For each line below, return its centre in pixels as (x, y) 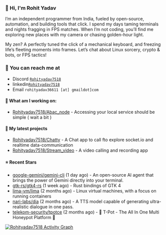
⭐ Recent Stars (21, 162)
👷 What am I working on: (31, 101)
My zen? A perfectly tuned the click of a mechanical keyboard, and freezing (83, 44)
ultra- (156, 202)
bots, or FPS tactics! (26, 55)
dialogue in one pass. (52, 207)
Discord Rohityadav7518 (37, 79)
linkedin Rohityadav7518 (36, 84)
